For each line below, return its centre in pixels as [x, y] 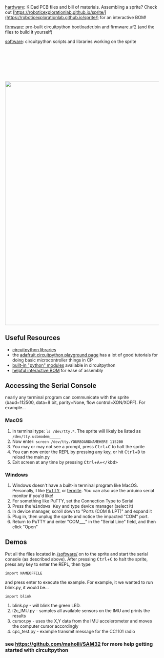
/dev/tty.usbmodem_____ [36, 437]
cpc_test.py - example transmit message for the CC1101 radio [73, 631]
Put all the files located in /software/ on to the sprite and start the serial [76, 554]
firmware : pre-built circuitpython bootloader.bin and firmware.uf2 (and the [80, 27]
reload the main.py [31, 457]
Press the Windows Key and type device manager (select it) [73, 506]
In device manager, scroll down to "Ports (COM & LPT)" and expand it [82, 511]
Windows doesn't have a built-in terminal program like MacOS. [75, 485]
